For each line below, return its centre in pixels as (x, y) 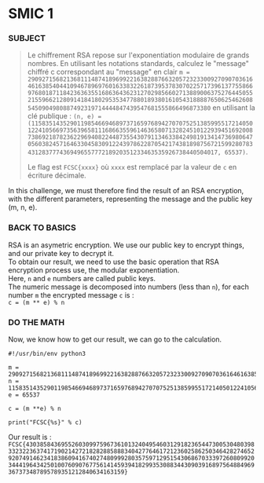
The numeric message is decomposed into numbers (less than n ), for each (128, 287)
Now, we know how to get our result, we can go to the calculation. (115, 339)
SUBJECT (27, 38)
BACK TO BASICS (42, 228)
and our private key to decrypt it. (61, 253)
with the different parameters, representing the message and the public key (130, 199)
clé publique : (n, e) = (64, 116)
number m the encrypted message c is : (71, 295)
